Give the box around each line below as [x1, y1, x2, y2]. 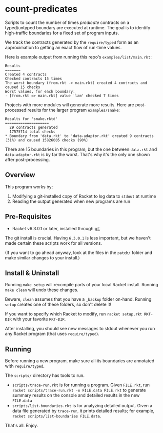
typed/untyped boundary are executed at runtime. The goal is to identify [5, 24, 150, 30]
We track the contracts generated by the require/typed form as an [5, 39, 139, 45]
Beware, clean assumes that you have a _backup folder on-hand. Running [5, 296, 152, 302]
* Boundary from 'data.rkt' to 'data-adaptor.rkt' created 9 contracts [5, 133, 154, 138]
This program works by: [5, 184, 53, 190]
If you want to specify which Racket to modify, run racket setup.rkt [5, 311, 143, 317]
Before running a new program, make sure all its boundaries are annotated [5, 358, 155, 364]
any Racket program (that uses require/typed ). [5, 331, 100, 337]
